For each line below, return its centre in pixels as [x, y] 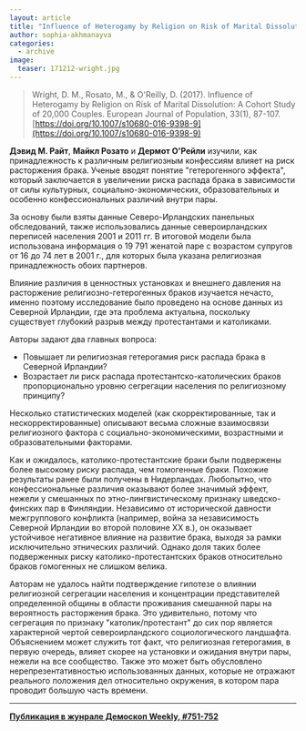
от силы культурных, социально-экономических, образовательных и [144, 189]
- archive [36, 52]
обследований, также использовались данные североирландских [138, 226]
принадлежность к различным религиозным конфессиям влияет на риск [152, 160]
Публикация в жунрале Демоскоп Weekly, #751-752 [114, 716]
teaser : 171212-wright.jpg [69, 69]
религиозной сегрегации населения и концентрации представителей [145, 594]
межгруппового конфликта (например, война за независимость [134, 518]
